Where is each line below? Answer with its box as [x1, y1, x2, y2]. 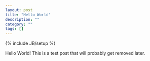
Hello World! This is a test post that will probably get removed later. [5, 50, 145, 56]
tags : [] [5, 26, 24, 32]
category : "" [5, 21, 33, 27]
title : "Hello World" [5, 12, 51, 17]
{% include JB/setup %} [5, 40, 56, 46]
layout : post [5, 7, 33, 13]
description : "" [5, 17, 40, 22]
